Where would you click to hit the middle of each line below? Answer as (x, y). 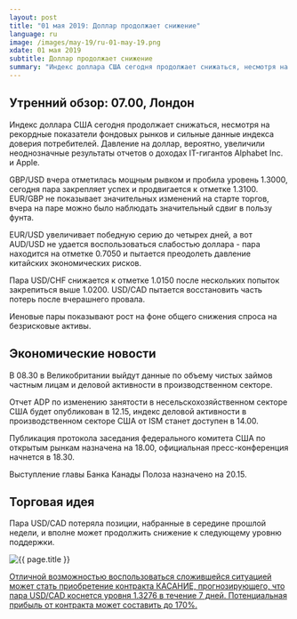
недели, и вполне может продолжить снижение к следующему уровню (145, 533)
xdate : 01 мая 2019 (45, 51)
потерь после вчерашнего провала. (77, 299)
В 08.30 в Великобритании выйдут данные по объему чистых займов (141, 375)
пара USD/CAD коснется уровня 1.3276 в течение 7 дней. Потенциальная (148, 596)
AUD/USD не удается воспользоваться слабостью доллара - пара (135, 244)
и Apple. (24, 162)
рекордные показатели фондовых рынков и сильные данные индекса (141, 133)
